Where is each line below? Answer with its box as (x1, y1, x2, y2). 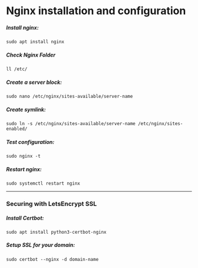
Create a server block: (6, 79, 62, 86)
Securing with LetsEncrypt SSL (6, 200, 97, 208)
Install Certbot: (6, 214, 44, 221)
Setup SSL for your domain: (6, 241, 75, 249)
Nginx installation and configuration (6, 4, 186, 18)
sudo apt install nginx (6, 39, 65, 45)
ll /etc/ (6, 66, 28, 72)
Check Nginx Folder (6, 51, 56, 58)
